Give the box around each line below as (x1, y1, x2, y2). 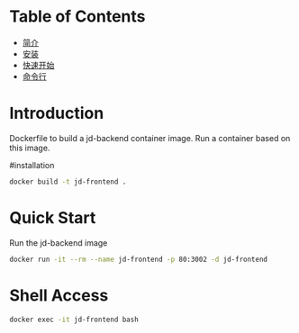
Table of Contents (9, 6, 146, 27)
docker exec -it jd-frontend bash (9, 315, 140, 324)
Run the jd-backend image (9, 237, 108, 248)
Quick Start (9, 207, 96, 228)
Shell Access (9, 285, 109, 305)
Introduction (9, 103, 104, 123)
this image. (9, 142, 50, 153)
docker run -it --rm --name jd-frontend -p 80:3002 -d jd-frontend (9, 255, 268, 264)
